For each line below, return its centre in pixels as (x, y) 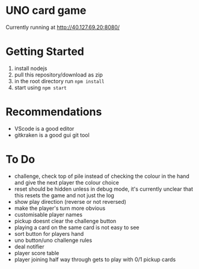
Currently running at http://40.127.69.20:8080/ (63, 27)
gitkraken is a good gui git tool (52, 135)
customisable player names (48, 214)
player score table (37, 253)
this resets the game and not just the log (64, 195)
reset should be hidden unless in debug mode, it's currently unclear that (104, 189)
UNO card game (46, 11)
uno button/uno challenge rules (53, 240)
